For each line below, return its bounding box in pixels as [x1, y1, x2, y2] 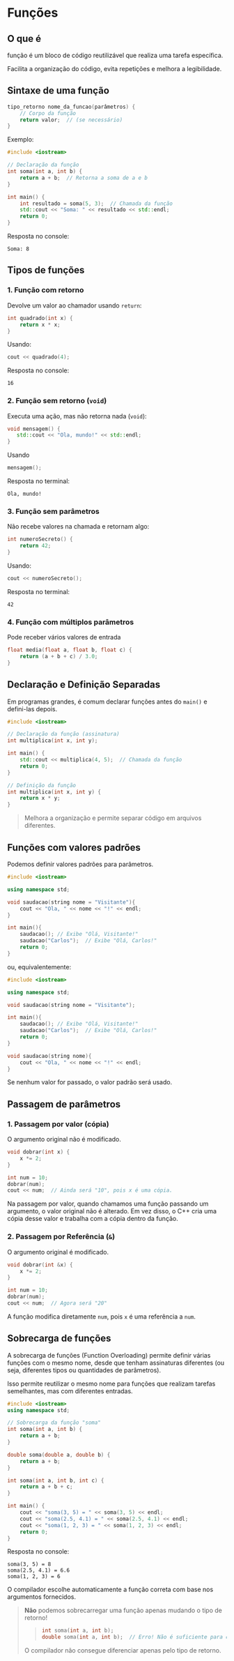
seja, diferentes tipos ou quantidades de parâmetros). [7, 1365, 162, 1374]
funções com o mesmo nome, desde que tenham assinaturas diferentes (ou [7, 1358, 225, 1367]
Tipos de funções [7, 264, 85, 276]
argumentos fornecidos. [7, 1593, 77, 1601]
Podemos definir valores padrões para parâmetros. [7, 860, 154, 869]
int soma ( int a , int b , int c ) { [7, 1477, 104, 1484]
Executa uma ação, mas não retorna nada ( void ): [7, 411, 148, 420]
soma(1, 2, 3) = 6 [7, 1573, 61, 1580]
